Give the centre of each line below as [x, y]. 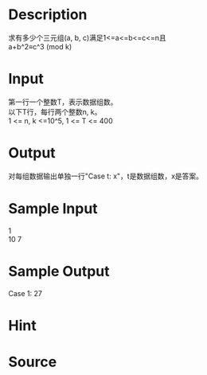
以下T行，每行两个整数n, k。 [55, 111]
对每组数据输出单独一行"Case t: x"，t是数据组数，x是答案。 [106, 176]
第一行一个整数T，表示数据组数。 [63, 102]
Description [48, 15]
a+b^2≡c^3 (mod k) [40, 46]
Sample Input [53, 209]
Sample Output [59, 271]
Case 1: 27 [25, 293]
